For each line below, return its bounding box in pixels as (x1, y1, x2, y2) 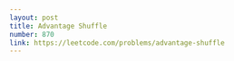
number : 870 (9, 30, 54, 39)
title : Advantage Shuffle (9, 22, 107, 30)
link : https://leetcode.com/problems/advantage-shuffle (9, 38, 225, 48)
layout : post (9, 13, 59, 22)
